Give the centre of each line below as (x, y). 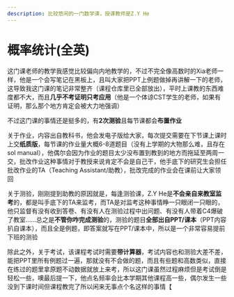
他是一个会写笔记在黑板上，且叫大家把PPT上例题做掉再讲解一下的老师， (123, 79)
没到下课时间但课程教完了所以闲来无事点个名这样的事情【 (89, 287)
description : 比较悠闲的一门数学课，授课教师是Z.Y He (78, 14)
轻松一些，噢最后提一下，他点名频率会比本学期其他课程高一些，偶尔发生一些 (117, 278)
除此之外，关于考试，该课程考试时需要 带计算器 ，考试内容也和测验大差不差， (117, 252)
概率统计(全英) (49, 50)
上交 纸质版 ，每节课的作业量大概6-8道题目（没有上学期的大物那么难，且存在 (116, 144)
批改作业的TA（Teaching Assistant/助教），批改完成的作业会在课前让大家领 (114, 170)
